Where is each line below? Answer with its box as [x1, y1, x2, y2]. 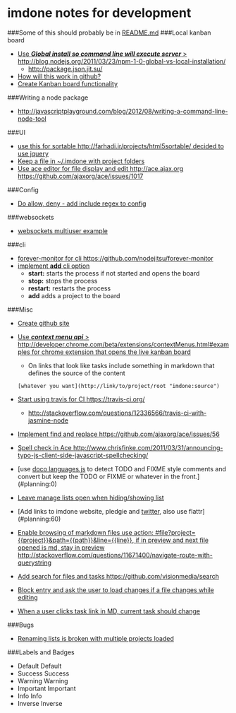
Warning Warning [17, 676, 68, 685]
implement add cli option [17, 261, 90, 270]
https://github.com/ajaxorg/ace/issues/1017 [17, 172, 144, 180]
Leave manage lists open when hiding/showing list [17, 493, 164, 502]
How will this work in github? [17, 72, 101, 81]
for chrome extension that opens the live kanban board [31, 348, 192, 356]
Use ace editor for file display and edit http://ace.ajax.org [17, 164, 184, 172]
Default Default [17, 661, 62, 670]
